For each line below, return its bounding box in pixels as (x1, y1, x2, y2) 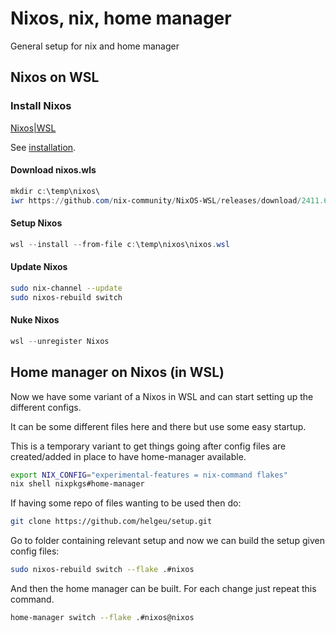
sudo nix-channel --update (10, 283, 123, 293)
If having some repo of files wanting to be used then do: (10, 497, 242, 509)
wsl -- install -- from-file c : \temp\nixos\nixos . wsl (10, 239, 230, 249)
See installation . (10, 141, 77, 153)
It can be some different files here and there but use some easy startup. (10, 420, 307, 432)
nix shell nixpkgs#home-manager (10, 479, 145, 489)
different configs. (10, 401, 82, 413)
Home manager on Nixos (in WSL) (10, 364, 225, 381)
